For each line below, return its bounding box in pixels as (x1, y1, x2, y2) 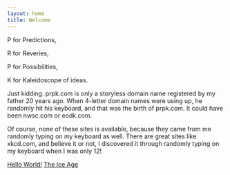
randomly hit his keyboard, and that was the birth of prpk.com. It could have (7, 104, 223, 112)
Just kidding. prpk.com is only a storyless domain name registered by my (7, 89, 216, 98)
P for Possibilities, (7, 62, 58, 71)
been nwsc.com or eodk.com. (7, 111, 92, 120)
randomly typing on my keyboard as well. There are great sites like (7, 132, 197, 140)
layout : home (7, 10, 45, 17)
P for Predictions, (7, 35, 57, 44)
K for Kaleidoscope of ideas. (7, 75, 88, 84)
